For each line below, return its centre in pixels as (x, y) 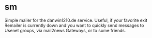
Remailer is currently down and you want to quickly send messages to (74, 25)
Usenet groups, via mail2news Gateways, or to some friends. (65, 30)
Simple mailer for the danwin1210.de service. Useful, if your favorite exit (76, 20)
